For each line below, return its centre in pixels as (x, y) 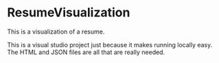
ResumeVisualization (69, 13)
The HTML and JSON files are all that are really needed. (86, 52)
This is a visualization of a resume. (56, 32)
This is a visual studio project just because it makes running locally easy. (110, 45)
